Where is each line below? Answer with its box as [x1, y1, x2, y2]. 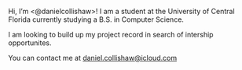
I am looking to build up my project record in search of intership [8, 30, 214, 39]
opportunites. [8, 38, 52, 47]
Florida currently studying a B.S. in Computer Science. [8, 15, 185, 24]
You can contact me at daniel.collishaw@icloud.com [8, 54, 178, 62]
